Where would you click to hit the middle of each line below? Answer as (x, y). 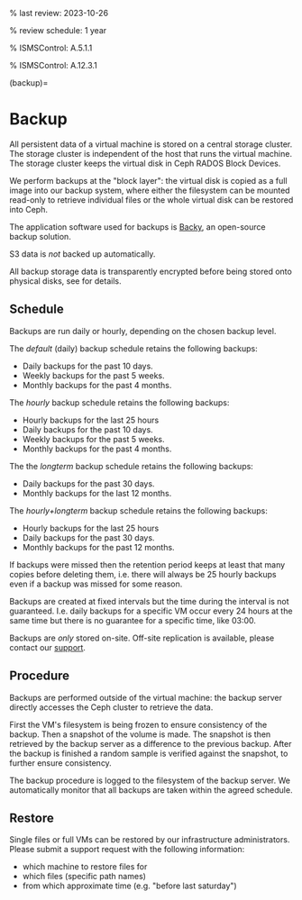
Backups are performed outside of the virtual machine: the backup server (146, 697)
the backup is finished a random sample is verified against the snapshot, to (149, 753)
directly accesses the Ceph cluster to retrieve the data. (111, 707)
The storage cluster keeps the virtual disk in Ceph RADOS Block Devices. (145, 163)
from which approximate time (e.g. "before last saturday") (129, 886)
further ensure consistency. (61, 763)
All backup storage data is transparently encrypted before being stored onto (151, 271)
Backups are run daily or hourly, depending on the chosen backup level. (143, 331)
